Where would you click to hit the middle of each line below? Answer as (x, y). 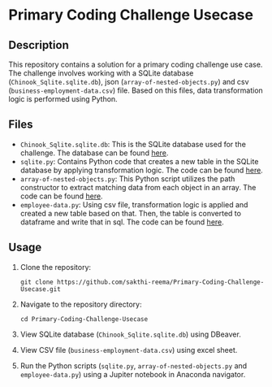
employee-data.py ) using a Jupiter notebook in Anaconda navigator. (133, 374)
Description (39, 45)
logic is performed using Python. (63, 99)
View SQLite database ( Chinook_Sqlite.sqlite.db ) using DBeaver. (130, 334)
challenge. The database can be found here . (94, 153)
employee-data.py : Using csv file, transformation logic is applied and (134, 204)
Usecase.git (40, 289)
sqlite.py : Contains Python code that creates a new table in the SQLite (139, 161)
